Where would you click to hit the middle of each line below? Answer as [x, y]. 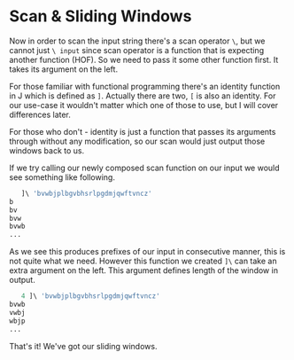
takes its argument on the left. [63, 69]
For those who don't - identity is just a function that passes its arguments [143, 131]
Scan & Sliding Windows [101, 16]
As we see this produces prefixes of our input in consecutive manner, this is [147, 252]
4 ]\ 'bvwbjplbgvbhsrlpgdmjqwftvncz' [91, 296]
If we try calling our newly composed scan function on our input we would [145, 168]
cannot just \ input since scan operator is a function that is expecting [136, 50]
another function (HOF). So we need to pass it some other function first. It [144, 59]
